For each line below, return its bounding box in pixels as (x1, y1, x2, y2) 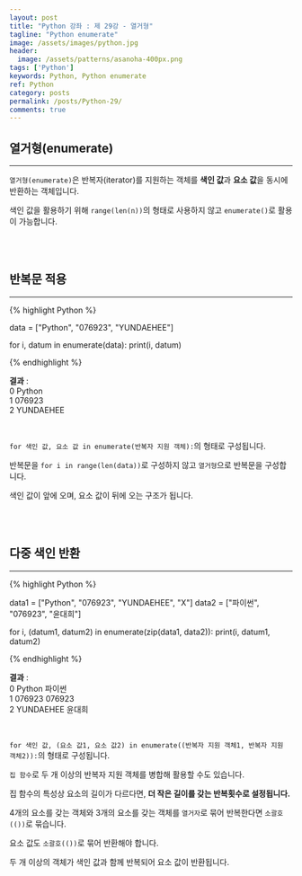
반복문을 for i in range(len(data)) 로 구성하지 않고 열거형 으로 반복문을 (9, 459, 263, 470)
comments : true (9, 105, 67, 114)
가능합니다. (18, 217, 58, 227)
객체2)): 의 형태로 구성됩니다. (9, 749, 111, 760)
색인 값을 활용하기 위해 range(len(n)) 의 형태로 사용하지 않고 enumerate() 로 (9, 205, 276, 216)
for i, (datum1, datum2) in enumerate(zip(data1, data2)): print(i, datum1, (9, 626, 271, 637)
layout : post (9, 13, 58, 22)
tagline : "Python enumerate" (9, 30, 119, 39)
